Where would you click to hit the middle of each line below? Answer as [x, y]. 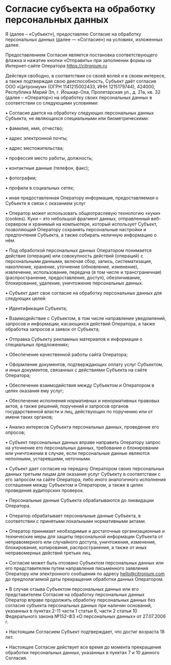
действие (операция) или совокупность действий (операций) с [74, 256]
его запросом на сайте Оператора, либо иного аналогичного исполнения [86, 479]
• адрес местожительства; [34, 148]
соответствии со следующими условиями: [52, 103]
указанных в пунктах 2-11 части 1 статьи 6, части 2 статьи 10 [71, 611]
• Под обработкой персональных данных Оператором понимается [79, 250]
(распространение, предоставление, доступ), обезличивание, [73, 277]
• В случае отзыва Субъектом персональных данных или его [72, 589]
